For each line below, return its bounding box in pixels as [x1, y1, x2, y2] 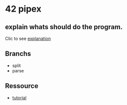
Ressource [5, 82, 39, 90]
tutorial [12, 95, 27, 101]
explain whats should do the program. [5, 23, 123, 31]
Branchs [5, 50, 31, 58]
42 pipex [5, 3, 42, 15]
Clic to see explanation [5, 35, 51, 41]
